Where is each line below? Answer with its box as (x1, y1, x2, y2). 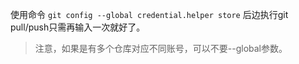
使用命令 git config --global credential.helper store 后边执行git (10, 9, 289, 20)
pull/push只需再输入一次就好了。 (10, 21, 146, 33)
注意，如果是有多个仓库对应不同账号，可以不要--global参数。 (34, 43, 288, 54)
